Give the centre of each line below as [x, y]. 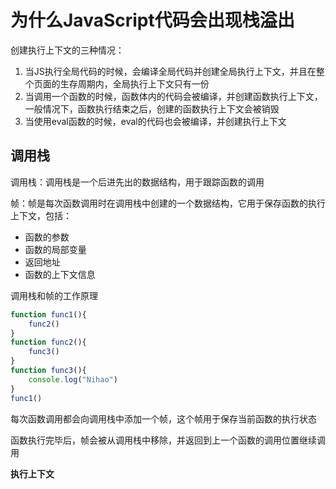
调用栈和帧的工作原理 [54, 295]
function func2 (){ [48, 342]
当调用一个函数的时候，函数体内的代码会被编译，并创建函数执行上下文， [173, 96]
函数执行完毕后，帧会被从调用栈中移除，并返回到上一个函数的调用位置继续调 [168, 440]
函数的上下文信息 [60, 274]
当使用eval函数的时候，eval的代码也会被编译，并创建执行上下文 [155, 121]
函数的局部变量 [55, 249]
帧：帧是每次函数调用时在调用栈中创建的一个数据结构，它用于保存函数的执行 [168, 203]
